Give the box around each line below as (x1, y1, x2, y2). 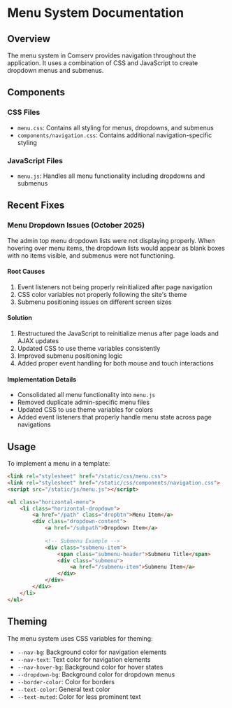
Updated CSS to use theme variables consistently (17, 345, 161, 353)
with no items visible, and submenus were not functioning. (7, 251, 175, 260)
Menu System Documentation (7, 5, 184, 21)
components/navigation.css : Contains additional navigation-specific (17, 131, 212, 139)
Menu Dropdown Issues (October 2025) (7, 221, 145, 230)
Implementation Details (7, 375, 77, 383)
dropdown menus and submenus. (7, 67, 104, 74)
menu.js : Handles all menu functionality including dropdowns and (17, 172, 205, 180)
